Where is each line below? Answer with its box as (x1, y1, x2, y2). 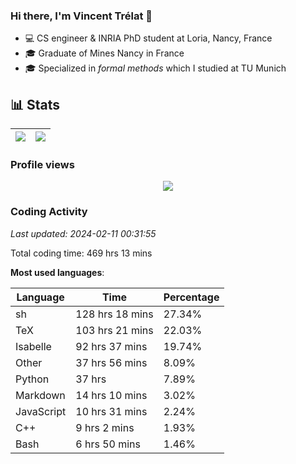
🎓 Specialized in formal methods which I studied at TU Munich (24, 62, 287, 74)
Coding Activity (10, 205, 88, 219)
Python (15, 372, 50, 386)
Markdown (15, 388, 66, 402)
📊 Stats (10, 96, 61, 113)
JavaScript (15, 404, 67, 418)
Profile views (10, 158, 75, 172)
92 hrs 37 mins (75, 339, 148, 353)
